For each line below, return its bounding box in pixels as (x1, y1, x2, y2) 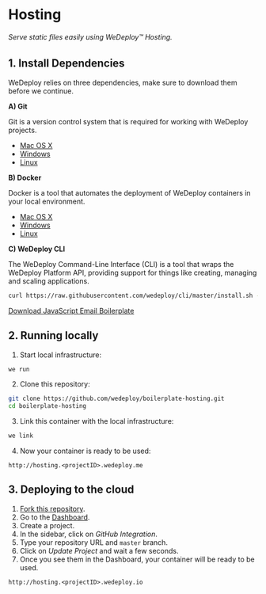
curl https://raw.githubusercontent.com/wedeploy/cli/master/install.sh (8, 291, 253, 299)
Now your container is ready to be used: (19, 446, 151, 455)
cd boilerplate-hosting (8, 402, 87, 410)
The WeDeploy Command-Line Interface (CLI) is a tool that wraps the (8, 259, 234, 268)
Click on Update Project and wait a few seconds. (19, 546, 179, 555)
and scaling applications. (8, 276, 89, 286)
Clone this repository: (19, 379, 90, 389)
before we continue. (8, 86, 74, 96)
